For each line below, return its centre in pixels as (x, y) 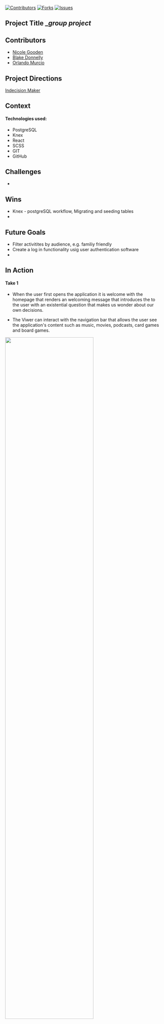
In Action (19, 270)
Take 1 (12, 283)
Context (18, 106)
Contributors (26, 40)
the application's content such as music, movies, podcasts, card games (85, 325)
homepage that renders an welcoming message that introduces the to (84, 299)
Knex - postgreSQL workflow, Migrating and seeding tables (73, 211)
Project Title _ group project (48, 23)
